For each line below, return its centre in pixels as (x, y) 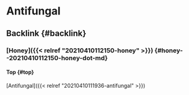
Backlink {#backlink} (46, 33)
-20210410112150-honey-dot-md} (57, 58)
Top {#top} (20, 72)
